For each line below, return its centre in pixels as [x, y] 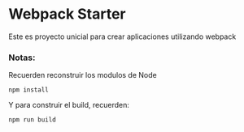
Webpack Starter [67, 14]
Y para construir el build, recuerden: [69, 105]
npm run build [33, 120]
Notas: [22, 57]
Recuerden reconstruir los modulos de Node [83, 75]
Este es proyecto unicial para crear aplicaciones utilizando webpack [122, 36]
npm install [28, 90]
